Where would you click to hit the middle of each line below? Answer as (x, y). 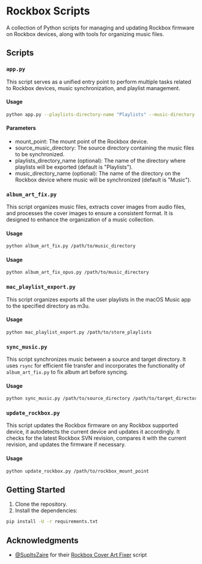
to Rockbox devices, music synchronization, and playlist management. (93, 88)
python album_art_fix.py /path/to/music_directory (71, 246)
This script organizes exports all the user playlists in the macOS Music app (99, 299)
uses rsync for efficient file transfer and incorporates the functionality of (96, 366)
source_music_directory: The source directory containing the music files (104, 148)
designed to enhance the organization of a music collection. (81, 220)
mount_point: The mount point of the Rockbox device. (81, 141)
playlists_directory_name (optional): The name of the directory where (100, 160)
